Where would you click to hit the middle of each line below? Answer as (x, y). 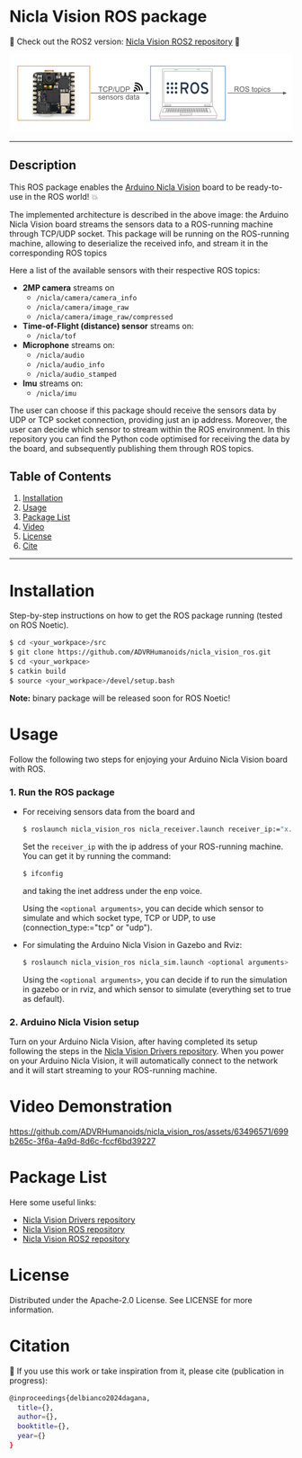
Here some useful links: (53, 1202)
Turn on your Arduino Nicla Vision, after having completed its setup (133, 1042)
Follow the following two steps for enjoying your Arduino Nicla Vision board (148, 759)
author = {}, (38, 1417)
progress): (28, 1380)
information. (32, 1310)
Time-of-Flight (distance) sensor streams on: (108, 326)
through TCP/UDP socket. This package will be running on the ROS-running (149, 233)
